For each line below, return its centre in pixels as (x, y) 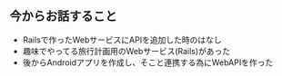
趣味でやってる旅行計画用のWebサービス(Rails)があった (126, 51)
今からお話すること (63, 16)
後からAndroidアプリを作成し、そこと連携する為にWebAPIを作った (148, 62)
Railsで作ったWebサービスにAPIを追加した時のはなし (122, 40)
